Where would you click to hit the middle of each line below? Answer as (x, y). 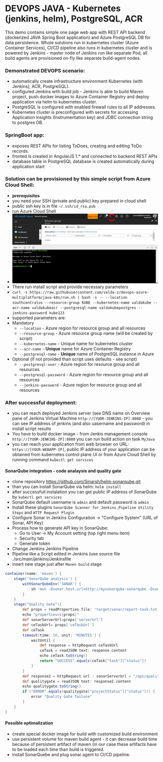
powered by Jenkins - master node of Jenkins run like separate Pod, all (76, 53)
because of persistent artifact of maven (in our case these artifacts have (84, 744)
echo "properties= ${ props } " (51, 615)
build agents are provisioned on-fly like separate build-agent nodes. (73, 58)
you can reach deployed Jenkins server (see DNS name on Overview (81, 413)
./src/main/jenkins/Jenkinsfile (41, 559)
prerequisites (26, 195)
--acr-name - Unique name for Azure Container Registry (75, 348)
